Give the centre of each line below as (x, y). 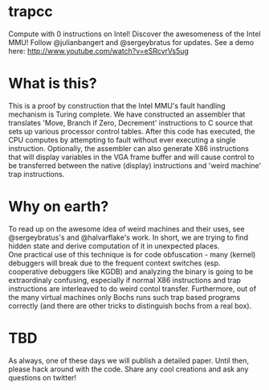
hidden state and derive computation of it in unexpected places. (114, 246)
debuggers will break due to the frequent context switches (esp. (114, 263)
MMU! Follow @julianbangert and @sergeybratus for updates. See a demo (131, 42)
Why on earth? (59, 207)
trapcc (31, 12)
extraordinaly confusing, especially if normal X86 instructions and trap (124, 280)
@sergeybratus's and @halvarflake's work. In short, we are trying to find (128, 237)
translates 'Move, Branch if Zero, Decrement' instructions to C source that (130, 122)
